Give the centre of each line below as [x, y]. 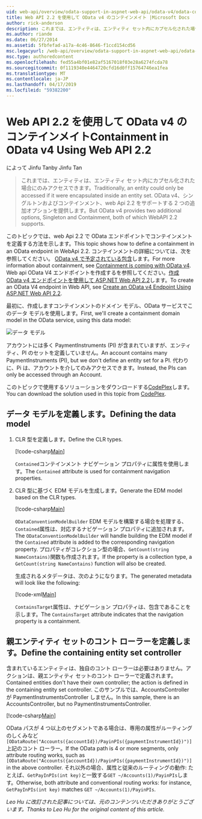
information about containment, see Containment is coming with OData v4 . [99, 265]
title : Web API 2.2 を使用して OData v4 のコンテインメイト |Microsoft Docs [98, 17]
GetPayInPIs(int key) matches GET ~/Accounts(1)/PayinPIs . [81, 789]
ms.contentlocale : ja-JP [37, 79]
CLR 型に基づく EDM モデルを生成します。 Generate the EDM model [99, 490]
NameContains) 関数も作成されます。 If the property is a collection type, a [103, 556]
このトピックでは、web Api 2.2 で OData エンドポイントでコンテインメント [99, 236]
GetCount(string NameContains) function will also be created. [90, 563]
